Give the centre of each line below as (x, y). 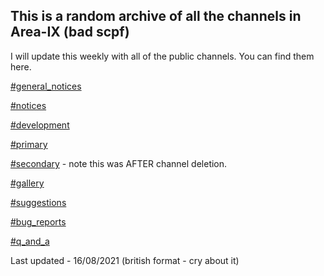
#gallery (27, 183)
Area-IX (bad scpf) (70, 32)
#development (40, 125)
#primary (29, 144)
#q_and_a (30, 241)
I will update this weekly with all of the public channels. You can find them (162, 56)
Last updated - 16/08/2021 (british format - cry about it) (125, 260)
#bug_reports (38, 221)
